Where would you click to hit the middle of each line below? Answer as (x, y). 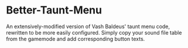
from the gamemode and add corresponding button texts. (76, 39)
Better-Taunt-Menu (54, 10)
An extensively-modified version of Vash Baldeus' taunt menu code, (88, 26)
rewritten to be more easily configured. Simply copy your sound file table (94, 32)
